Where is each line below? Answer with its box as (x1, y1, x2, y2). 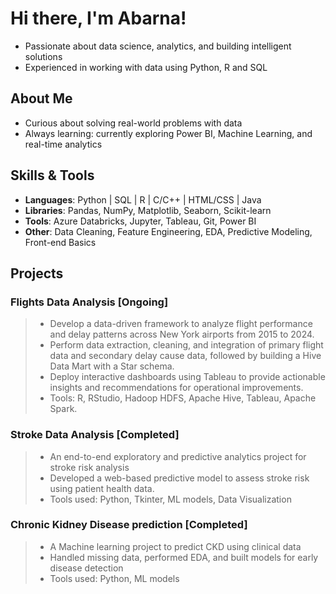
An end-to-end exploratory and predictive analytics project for (49, 450, 307, 462)
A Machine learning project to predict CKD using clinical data (49, 540, 302, 552)
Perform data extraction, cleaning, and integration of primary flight (49, 339, 324, 351)
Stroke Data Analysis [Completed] (10, 428, 180, 442)
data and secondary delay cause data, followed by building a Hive (49, 350, 322, 362)
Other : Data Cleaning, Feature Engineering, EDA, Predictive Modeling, (24, 225, 313, 237)
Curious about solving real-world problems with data (24, 117, 243, 129)
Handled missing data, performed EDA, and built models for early (49, 551, 319, 563)
